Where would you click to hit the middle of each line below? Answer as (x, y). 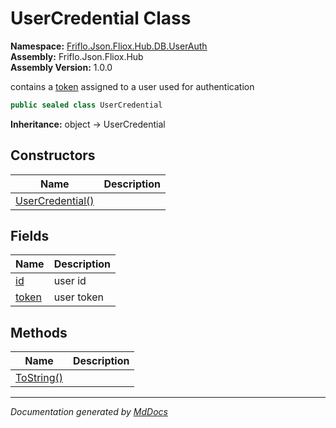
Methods (39, 332)
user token (79, 297)
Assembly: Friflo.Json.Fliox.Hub (77, 56)
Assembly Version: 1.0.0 (61, 67)
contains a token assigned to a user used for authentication (132, 86)
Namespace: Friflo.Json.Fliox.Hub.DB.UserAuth (109, 46)
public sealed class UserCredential (86, 105)
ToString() (39, 378)
